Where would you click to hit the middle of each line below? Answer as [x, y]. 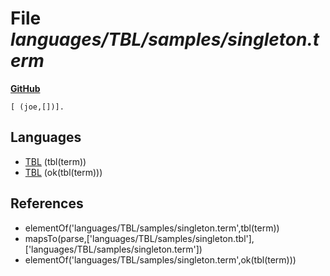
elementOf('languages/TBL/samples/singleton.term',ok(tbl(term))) [160, 259]
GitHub [25, 88]
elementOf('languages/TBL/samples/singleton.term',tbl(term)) [152, 228]
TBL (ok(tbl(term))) [63, 172]
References [47, 203]
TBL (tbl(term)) [55, 161]
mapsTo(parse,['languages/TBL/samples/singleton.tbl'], [139, 238]
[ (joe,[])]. [37, 107]
